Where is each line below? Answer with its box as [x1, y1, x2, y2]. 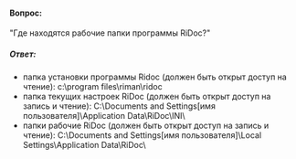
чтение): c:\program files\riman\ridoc [22, 81, 163, 92]
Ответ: [9, 48, 37, 59]
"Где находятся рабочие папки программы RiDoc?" [9, 27, 211, 38]
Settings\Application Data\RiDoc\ [22, 140, 146, 151]
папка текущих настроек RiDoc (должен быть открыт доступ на [22, 91, 271, 102]
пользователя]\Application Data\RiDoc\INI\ [22, 111, 185, 122]
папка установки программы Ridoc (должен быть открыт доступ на [22, 71, 288, 82]
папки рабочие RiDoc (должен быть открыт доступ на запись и [22, 120, 270, 132]
